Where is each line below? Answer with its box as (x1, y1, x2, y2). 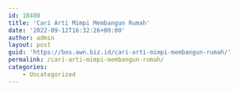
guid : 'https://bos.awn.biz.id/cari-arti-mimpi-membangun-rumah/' (8, 48, 232, 56)
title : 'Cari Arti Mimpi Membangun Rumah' (8, 19, 150, 27)
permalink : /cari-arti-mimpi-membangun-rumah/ (8, 56, 164, 64)
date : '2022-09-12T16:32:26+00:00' (8, 26, 126, 34)
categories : (8, 63, 47, 71)
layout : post (8, 41, 51, 49)
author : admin (8, 33, 55, 42)
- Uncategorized (22, 70, 77, 78)
